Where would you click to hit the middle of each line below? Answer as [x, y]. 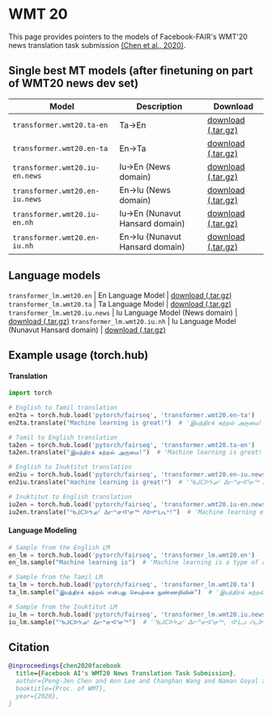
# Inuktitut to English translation [70, 497]
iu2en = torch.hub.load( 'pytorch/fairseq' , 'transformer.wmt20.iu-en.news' [139, 504]
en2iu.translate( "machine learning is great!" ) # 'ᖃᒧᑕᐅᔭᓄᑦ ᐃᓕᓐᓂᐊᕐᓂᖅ [134, 482]
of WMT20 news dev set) [74, 83]
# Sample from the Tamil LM [56, 577]
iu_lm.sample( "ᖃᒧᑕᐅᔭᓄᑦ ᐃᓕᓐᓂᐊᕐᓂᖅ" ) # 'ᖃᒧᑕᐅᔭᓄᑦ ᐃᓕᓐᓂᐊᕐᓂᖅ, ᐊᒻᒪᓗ [127, 622]
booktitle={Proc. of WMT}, [61, 689]
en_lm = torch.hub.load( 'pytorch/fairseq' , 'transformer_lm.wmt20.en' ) [132, 555]
